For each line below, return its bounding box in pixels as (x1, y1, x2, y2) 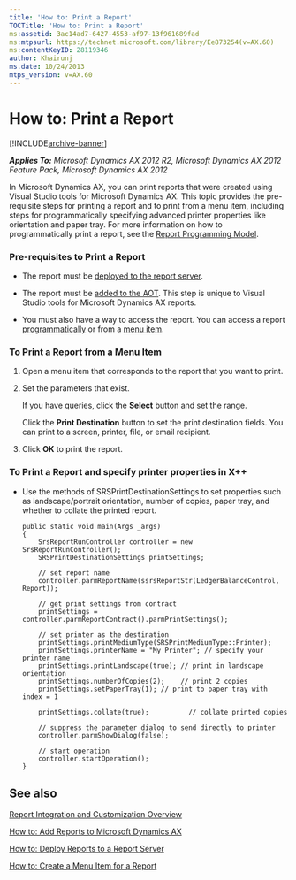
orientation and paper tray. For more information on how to (9, 218, 223, 230)
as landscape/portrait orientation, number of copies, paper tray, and (21, 495, 270, 506)
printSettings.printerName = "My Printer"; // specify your (38, 646, 264, 654)
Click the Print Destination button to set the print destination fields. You (21, 417, 284, 428)
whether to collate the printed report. (21, 505, 157, 516)
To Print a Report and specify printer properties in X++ (9, 466, 247, 478)
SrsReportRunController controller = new (38, 537, 193, 547)
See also (9, 785, 57, 800)
